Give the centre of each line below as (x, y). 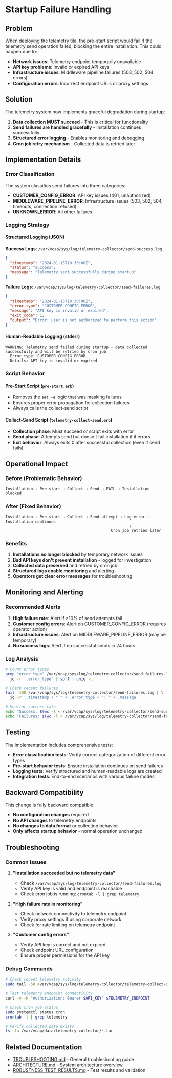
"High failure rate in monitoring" (48, 904)
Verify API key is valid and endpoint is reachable (71, 889)
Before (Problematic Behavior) (44, 478)
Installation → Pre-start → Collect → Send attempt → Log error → (78, 517)
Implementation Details (43, 160)
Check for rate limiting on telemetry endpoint (68, 925)
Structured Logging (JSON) (35, 237)
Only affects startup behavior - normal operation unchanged (78, 831)
